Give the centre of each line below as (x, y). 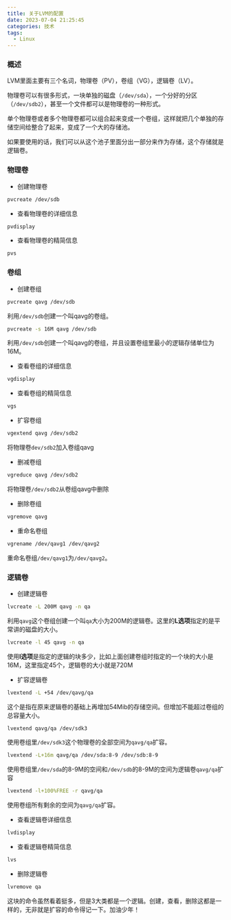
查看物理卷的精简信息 (47, 240)
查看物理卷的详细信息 (47, 213)
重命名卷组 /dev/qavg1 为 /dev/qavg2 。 (59, 558)
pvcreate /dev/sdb (33, 199)
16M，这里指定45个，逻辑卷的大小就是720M (70, 665)
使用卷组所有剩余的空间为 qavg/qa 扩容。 (63, 805)
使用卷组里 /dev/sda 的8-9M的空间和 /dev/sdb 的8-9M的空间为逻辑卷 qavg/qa (112, 769)
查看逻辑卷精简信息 (44, 847)
